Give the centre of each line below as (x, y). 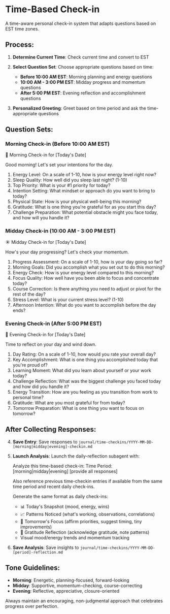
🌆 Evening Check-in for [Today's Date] (45, 335)
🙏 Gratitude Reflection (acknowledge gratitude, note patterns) (85, 532)
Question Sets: (29, 130)
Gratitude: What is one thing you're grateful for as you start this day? (84, 207)
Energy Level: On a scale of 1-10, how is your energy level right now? (84, 175)
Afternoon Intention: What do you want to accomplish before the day (84, 305)
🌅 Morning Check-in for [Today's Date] (46, 155)
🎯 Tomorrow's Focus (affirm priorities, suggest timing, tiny (81, 521)
